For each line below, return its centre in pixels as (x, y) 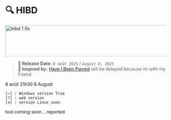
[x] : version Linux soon (33, 102)
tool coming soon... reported (35, 112)
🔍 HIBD (22, 10)
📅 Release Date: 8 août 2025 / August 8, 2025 (66, 63)
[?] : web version (25, 98)
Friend (24, 74)
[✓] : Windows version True (35, 93)
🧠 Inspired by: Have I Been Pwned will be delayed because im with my (92, 69)
